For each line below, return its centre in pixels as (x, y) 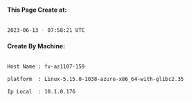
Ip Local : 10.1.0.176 (42, 92)
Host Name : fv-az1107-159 (46, 67)
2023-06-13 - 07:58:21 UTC (46, 30)
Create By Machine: (36, 46)
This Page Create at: (37, 10)
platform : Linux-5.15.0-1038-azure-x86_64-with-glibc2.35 (96, 80)
